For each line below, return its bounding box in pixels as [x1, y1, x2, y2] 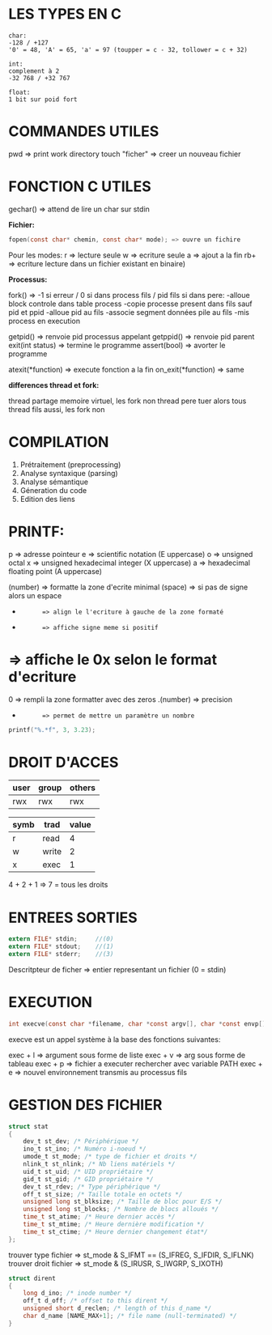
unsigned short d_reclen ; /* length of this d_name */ [23, 1304, 212, 1312]
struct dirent [8, 1274, 57, 1282]
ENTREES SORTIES [8, 908, 138, 927]
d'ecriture [8, 667, 77, 686]
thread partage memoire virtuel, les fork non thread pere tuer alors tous [8, 396, 247, 406]
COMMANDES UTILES [8, 122, 159, 141]
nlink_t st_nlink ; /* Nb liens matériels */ [23, 1160, 176, 1168]
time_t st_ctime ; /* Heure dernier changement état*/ [23, 1227, 208, 1235]
